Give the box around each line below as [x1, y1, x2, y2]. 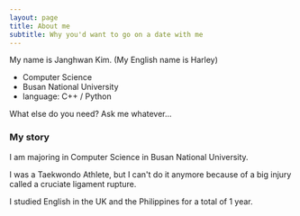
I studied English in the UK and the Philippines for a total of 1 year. [9, 195, 254, 207]
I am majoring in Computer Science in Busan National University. [9, 151, 250, 162]
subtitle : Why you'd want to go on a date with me [9, 30, 204, 39]
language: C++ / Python [22, 91, 112, 102]
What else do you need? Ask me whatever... [9, 109, 173, 120]
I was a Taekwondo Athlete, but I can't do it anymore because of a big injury [9, 168, 292, 180]
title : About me [9, 22, 70, 31]
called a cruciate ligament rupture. [9, 178, 137, 189]
